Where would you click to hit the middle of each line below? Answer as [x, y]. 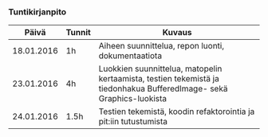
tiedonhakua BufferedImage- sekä [163, 88]
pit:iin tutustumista [133, 122]
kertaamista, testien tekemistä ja [159, 79]
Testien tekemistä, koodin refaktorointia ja [177, 112]
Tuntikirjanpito [37, 12]
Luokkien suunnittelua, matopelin [160, 68]
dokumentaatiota [130, 56]
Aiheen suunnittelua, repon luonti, [162, 46]
